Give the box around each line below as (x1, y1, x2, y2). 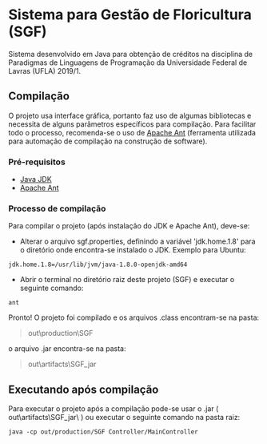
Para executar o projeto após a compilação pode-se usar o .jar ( (8, 404, 219, 414)
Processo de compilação (8, 203, 106, 214)
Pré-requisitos (8, 156, 66, 168)
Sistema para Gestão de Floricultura (8, 6, 252, 24)
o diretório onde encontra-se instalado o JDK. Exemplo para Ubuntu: (19, 245, 246, 255)
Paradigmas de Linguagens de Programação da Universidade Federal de (8, 58, 248, 67)
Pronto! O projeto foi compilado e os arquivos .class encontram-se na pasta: (8, 313, 260, 322)
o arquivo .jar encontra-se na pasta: (8, 344, 126, 353)
